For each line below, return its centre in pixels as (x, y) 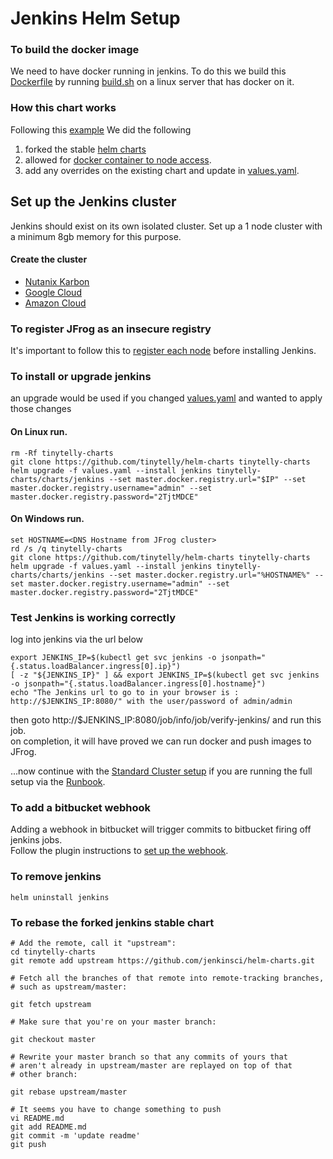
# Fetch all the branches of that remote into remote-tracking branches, (167, 978)
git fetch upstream (51, 1004)
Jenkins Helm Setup (95, 18)
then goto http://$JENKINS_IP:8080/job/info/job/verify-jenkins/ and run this (166, 720)
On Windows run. (47, 519)
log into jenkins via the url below (77, 639)
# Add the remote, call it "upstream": (93, 943)
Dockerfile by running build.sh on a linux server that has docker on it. (152, 82)
